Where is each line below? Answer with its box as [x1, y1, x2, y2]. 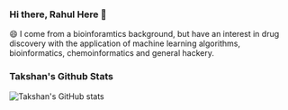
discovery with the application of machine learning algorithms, [9, 38, 241, 49]
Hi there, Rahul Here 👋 [9, 8, 107, 21]
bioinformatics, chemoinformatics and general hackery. [9, 48, 214, 59]
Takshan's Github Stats [9, 70, 114, 83]
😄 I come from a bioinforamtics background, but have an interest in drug [9, 29, 280, 40]
